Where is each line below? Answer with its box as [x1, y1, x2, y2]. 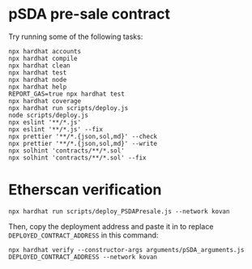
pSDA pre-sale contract [8, 5, 170, 23]
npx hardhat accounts [8, 47, 82, 55]
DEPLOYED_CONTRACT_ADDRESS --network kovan [8, 253, 158, 261]
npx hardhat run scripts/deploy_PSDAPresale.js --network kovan [8, 207, 230, 216]
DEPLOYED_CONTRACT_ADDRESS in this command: [8, 230, 159, 240]
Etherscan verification [8, 181, 162, 199]
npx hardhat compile [8, 54, 79, 62]
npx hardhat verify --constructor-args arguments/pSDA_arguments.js [8, 246, 245, 254]
